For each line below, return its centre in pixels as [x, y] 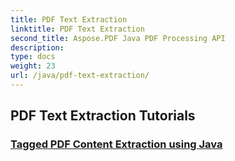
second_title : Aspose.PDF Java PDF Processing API [118, 38]
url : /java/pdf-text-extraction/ [80, 76]
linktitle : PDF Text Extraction [77, 29]
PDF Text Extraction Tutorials [103, 116]
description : [37, 47]
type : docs [33, 57]
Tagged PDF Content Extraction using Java [116, 144]
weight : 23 [33, 66]
